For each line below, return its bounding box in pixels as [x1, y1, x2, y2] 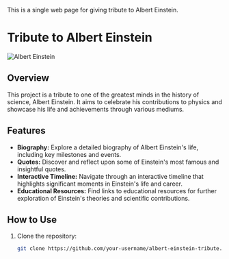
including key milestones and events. [16, 150, 122, 158]
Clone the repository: [16, 232, 77, 241]
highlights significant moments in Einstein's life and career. [16, 180, 183, 188]
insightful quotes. [16, 164, 66, 173]
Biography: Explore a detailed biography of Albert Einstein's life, [16, 143, 199, 151]
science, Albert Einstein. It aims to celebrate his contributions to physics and [7, 97, 222, 106]
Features [7, 125, 46, 136]
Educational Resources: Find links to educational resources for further [16, 186, 217, 195]
